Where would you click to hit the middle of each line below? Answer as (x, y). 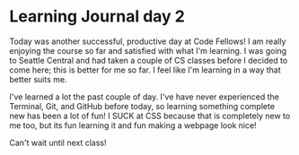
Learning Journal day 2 (97, 17)
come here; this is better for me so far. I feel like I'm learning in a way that (145, 70)
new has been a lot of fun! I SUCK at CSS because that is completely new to (150, 116)
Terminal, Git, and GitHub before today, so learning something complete (142, 106)
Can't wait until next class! (58, 142)
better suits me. (38, 79)
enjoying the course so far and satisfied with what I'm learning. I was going (148, 50)
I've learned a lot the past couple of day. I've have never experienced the (145, 97)
